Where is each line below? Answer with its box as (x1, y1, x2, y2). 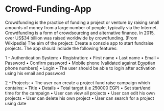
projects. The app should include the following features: (5, 45, 118, 51)
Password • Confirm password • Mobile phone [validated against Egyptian (5, 60, 156, 66)
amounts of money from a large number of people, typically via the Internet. (5, 24, 158, 30)
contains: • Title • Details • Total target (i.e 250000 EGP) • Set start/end (5, 85, 151, 91)
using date (5, 100, 26, 106)
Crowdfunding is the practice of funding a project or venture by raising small (5, 19, 160, 25)
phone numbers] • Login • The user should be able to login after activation (5, 65, 156, 71)
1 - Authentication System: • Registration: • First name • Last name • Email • (5, 55, 160, 60)
